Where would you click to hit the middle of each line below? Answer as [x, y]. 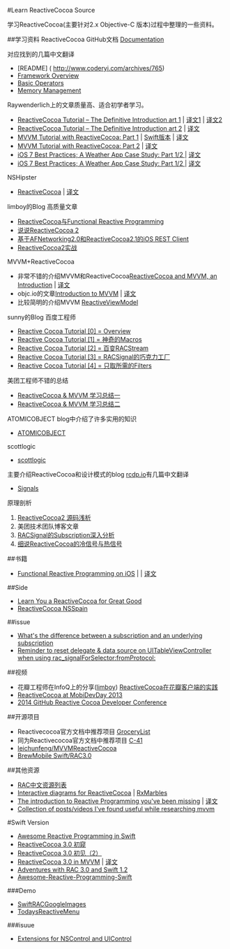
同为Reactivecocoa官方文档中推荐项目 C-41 [80, 740]
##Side [17, 587]
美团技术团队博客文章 [48, 526]
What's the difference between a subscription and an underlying [110, 636]
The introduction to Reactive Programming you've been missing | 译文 [117, 801]
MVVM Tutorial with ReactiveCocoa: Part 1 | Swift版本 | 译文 [103, 137]
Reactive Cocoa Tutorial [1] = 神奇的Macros [79, 339]
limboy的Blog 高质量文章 [43, 207]
